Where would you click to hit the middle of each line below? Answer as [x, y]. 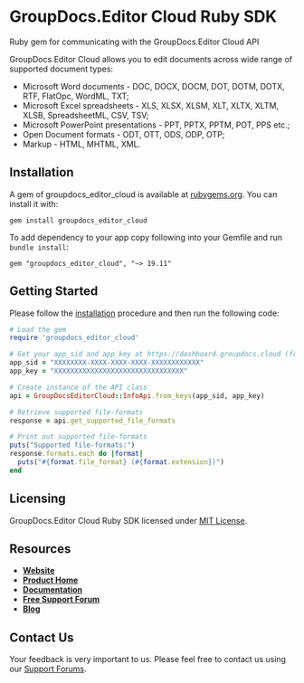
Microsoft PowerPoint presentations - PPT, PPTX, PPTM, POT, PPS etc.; [156, 125]
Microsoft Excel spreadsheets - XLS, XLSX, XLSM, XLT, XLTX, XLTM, [150, 105]
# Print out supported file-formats [78, 437]
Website [38, 571]
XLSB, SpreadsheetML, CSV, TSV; [85, 115]
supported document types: [62, 69]
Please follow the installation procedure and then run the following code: [144, 313]
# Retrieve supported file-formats [76, 412]
